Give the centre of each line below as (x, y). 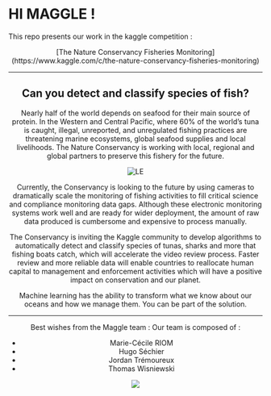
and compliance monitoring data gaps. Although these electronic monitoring (135, 204)
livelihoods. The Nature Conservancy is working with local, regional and (135, 147)
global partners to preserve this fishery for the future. (135, 156)
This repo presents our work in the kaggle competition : (100, 36)
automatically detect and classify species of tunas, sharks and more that (135, 245)
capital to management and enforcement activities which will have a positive (135, 271)
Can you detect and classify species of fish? (135, 94)
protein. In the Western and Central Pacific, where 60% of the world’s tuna (135, 121)
